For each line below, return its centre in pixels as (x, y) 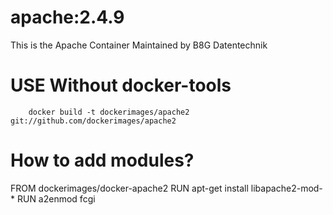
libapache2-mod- (286, 188)
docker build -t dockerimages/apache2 (109, 112)
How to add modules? (102, 160)
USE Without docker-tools (121, 85)
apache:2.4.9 (67, 17)
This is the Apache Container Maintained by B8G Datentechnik (139, 45)
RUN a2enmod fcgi (56, 198)
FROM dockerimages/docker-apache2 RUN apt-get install (129, 188)
